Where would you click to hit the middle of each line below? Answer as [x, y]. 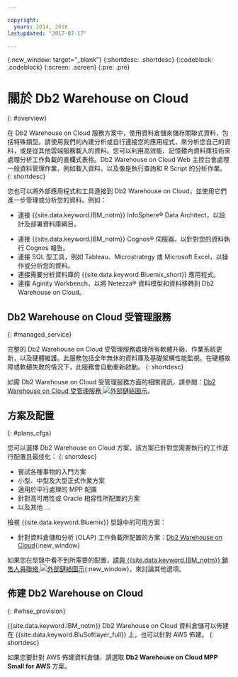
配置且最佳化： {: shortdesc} [55, 456]
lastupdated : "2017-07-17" [47, 33]
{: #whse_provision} [36, 611]
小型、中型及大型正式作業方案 [61, 480]
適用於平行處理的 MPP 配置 [57, 489]
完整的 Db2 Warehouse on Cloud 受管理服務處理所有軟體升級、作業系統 [112, 350]
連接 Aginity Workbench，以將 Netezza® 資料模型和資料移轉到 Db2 [116, 283]
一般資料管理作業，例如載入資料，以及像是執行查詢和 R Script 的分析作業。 [117, 168]
